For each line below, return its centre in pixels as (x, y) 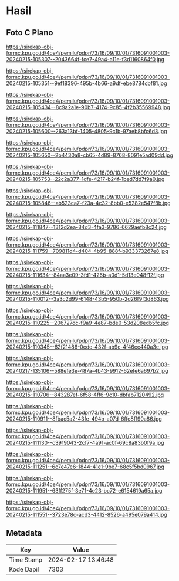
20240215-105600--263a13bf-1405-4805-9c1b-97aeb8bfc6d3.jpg (87, 131)
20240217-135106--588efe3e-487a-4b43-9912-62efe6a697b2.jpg (87, 371)
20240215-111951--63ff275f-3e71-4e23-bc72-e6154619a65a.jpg (84, 490)
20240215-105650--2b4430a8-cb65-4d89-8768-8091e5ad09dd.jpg (89, 155)
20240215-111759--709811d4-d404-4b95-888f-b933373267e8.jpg (87, 251)
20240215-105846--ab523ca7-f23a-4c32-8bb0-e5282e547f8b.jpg (88, 203)
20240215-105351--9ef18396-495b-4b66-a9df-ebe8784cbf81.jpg (87, 83)
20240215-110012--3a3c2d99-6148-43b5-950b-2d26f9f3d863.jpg (87, 299)
